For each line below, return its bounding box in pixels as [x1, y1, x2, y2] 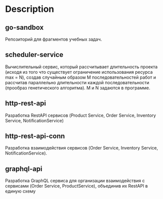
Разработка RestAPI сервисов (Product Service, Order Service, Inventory [5, 112, 157, 118]
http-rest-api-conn [5, 132, 65, 141]
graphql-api [5, 164, 42, 173]
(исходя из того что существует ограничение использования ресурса [5, 69, 153, 75]
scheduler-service [5, 50, 64, 59]
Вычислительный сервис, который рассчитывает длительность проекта [5, 63, 158, 70]
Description [5, 3, 54, 15]
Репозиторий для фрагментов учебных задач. [5, 36, 102, 42]
